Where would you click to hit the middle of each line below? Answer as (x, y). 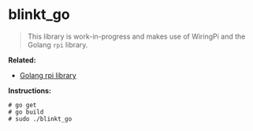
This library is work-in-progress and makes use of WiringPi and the (136, 36)
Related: (22, 60)
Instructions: (30, 90)
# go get (22, 105)
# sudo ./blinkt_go (40, 119)
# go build (26, 112)
